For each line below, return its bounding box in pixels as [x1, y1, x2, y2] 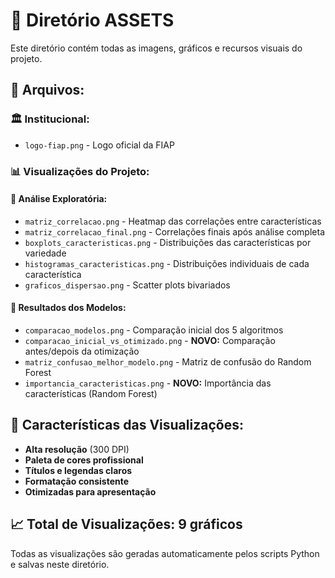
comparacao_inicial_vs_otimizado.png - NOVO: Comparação [24, 334, 276, 346]
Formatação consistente [24, 475, 130, 487]
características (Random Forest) [24, 387, 158, 399]
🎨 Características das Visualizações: [10, 417, 244, 434]
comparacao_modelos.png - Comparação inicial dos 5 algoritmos [24, 324, 284, 336]
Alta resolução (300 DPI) [24, 443, 130, 455]
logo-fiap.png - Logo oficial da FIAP [24, 139, 175, 151]
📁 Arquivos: [10, 82, 85, 99]
